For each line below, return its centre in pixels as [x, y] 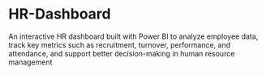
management [30, 62]
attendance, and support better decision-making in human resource [122, 53]
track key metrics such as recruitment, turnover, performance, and [120, 44]
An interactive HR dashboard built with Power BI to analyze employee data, [133, 36]
